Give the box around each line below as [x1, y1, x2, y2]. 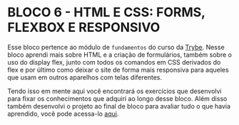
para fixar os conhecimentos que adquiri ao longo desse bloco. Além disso [7, 94, 228, 103]
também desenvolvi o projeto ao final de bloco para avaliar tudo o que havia [7, 102, 230, 110]
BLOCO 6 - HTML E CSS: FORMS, [7, 4, 205, 21]
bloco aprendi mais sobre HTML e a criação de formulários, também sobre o [7, 50, 232, 59]
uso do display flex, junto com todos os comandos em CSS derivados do [7, 58, 221, 66]
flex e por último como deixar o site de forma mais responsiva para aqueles [7, 65, 230, 74]
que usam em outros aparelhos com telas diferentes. [7, 72, 163, 82]
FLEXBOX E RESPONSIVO [7, 19, 161, 36]
